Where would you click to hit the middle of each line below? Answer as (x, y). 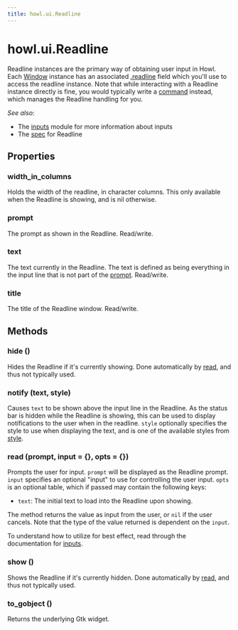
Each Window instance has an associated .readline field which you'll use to (117, 76)
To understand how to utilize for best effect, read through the (97, 536)
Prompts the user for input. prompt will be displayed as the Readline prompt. (118, 472)
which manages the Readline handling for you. (75, 99)
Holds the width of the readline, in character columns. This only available (114, 192)
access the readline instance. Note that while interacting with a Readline (113, 84)
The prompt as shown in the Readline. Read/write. (81, 233)
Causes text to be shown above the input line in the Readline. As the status (118, 408)
